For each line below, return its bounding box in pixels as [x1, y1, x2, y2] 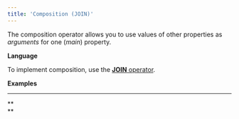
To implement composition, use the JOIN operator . [7, 65, 156, 73]
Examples [7, 79, 38, 88]
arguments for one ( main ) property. [7, 37, 112, 46]
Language [7, 51, 38, 60]
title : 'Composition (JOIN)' [7, 10, 94, 18]
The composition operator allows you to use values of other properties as [7, 30, 223, 38]
